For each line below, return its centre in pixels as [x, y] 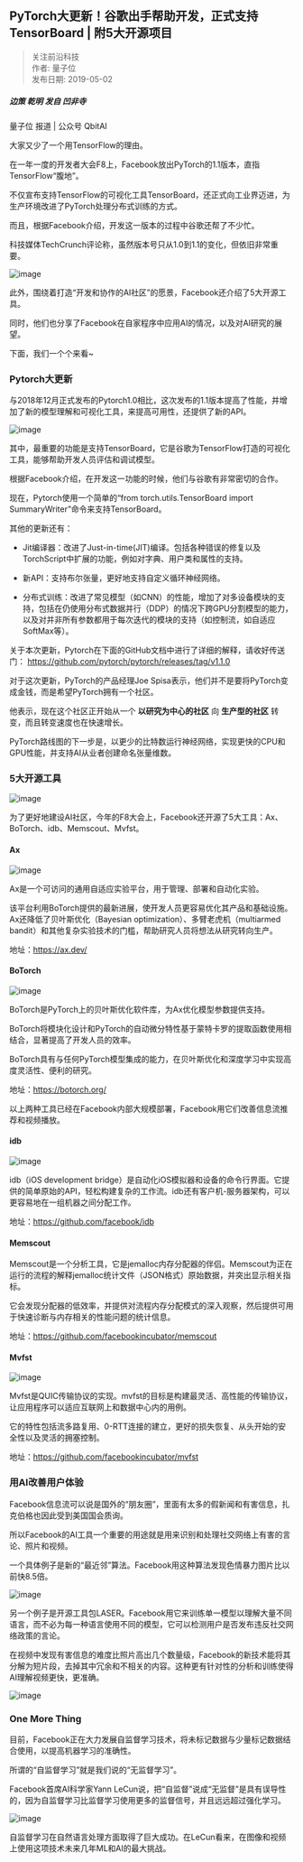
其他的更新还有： [41, 528]
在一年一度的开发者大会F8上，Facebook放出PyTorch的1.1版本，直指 [135, 164]
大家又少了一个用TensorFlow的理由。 [78, 145]
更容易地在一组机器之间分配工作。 [73, 1202]
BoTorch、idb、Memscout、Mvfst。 [77, 829]
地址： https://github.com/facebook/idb [82, 1221]
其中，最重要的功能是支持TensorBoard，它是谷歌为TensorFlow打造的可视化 [150, 449]
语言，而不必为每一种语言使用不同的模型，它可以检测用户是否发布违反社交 [147, 1624]
